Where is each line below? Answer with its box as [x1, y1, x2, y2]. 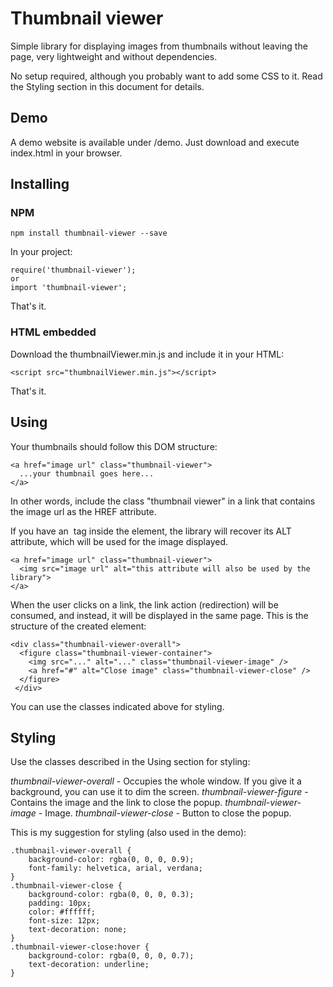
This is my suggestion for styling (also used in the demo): [10, 827, 247, 839]
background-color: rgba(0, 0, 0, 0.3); [28, 890, 195, 900]
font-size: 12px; [28, 916, 101, 926]
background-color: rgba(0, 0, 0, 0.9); [28, 855, 195, 865]
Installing [10, 176, 70, 193]
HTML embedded [10, 325, 97, 339]
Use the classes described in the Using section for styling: [10, 756, 251, 768]
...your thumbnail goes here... [19, 468, 155, 479]
